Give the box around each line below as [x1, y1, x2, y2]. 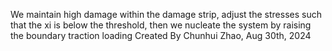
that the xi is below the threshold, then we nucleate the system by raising [10, 19, 312, 31]
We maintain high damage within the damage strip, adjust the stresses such [10, 9, 322, 20]
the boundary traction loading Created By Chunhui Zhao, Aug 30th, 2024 [10, 30, 312, 41]
